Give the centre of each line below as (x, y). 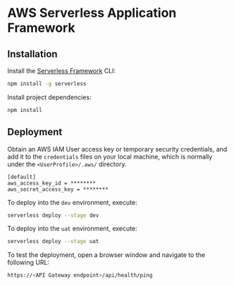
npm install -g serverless (47, 84)
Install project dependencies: (49, 97)
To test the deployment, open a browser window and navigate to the (106, 255)
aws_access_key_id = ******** (52, 183)
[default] (22, 177)
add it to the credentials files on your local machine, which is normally (110, 156)
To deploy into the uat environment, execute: (72, 229)
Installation (32, 54)
